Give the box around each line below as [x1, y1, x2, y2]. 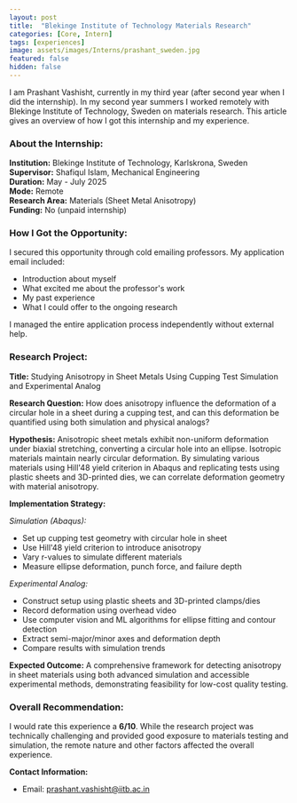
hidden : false [9, 63, 62, 72]
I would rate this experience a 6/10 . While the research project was [9, 721, 254, 732]
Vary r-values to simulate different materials [21, 552, 183, 562]
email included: [9, 257, 65, 267]
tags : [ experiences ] [9, 37, 86, 47]
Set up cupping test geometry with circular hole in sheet [21, 532, 228, 543]
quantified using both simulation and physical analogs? [9, 417, 210, 427]
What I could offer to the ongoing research [21, 302, 178, 313]
